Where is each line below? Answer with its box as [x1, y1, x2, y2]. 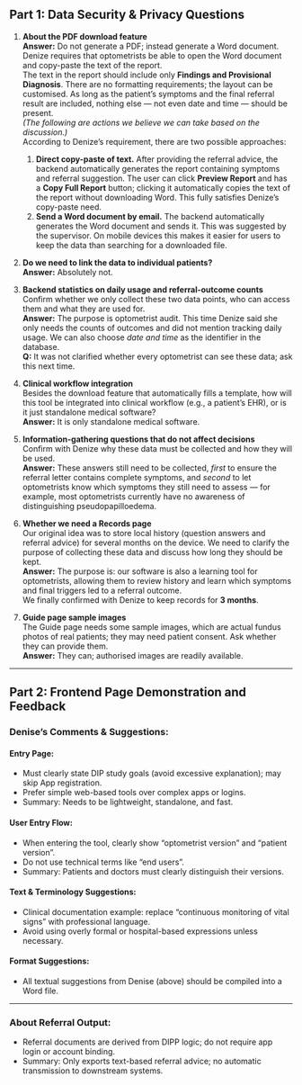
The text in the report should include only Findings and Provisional [22, 69, 271, 80]
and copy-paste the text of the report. [22, 59, 163, 70]
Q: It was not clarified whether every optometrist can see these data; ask [22, 351, 293, 362]
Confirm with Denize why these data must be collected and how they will [22, 443, 293, 453]
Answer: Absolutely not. [22, 266, 114, 277]
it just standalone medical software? [22, 407, 156, 417]
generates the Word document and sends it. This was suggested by [35, 220, 287, 231]
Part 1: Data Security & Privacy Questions [9, 7, 245, 22]
